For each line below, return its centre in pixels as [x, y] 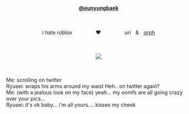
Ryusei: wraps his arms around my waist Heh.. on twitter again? [83, 86]
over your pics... [26, 99]
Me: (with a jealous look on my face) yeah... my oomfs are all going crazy [95, 92]
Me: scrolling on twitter [34, 80]
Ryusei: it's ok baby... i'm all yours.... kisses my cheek [71, 105]
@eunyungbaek [98, 8]
